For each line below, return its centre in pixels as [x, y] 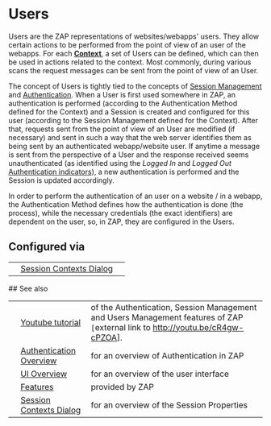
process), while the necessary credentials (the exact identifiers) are [121, 213]
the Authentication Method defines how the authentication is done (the [126, 204]
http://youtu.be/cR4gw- [198, 327]
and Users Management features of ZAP [167, 317]
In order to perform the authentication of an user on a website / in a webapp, [135, 196]
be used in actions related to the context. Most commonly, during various [130, 62]
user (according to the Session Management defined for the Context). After [133, 120]
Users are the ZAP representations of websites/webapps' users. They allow [134, 36]
